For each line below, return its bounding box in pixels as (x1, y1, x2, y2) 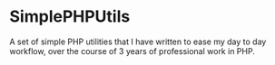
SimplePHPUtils (9, 6, 131, 27)
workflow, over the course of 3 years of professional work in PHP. (9, 45, 256, 56)
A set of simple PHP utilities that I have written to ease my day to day (9, 36, 267, 47)
